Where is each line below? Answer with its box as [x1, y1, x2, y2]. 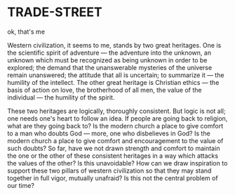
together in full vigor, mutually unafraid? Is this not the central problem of [7, 173, 219, 182]
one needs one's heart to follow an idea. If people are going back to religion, [7, 114, 228, 123]
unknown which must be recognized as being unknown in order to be [7, 55, 208, 64]
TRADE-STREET [7, 4, 103, 20]
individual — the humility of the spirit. [7, 93, 115, 102]
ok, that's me [7, 27, 46, 36]
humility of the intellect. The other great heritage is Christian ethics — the [7, 78, 220, 86]
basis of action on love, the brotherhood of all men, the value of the [7, 86, 202, 94]
